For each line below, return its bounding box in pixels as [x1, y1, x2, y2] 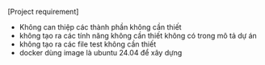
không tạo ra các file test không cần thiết [19, 39, 157, 49]
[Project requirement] [7, 7, 79, 16]
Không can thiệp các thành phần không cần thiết [19, 22, 183, 31]
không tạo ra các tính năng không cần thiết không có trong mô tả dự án [19, 31, 258, 40]
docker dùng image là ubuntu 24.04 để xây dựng [19, 48, 183, 57]
